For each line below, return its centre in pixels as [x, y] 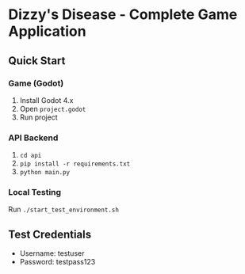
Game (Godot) [36, 83]
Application [47, 31]
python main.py [45, 173]
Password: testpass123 [57, 262]
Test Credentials [50, 234]
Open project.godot [53, 108]
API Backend [33, 138]
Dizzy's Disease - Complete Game [123, 15]
